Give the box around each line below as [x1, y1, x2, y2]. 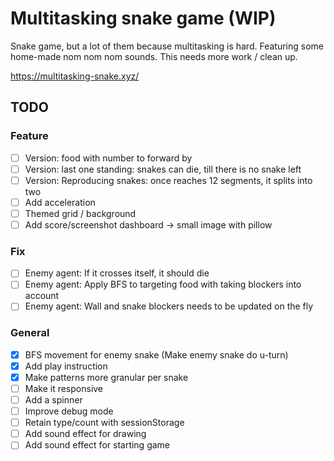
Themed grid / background [24, 207, 137, 219]
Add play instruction [24, 360, 108, 372]
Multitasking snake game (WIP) [10, 7, 277, 30]
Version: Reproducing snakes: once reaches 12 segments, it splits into [24, 174, 313, 186]
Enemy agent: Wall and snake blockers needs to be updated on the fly [24, 300, 314, 312]
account [24, 290, 60, 302]
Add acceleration [24, 196, 96, 208]
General [10, 326, 50, 340]
